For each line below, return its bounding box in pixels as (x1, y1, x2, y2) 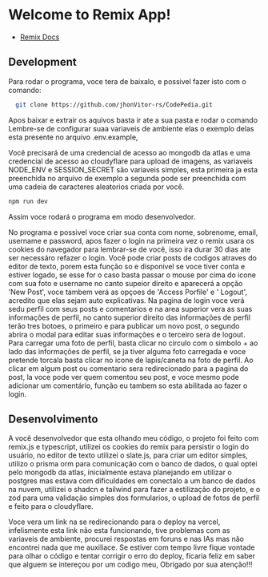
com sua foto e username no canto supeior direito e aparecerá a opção (8, 278, 243, 288)
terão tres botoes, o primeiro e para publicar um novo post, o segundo (8, 321, 240, 330)
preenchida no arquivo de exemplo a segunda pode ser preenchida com (8, 173, 246, 183)
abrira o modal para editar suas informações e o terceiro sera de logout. (8, 329, 246, 339)
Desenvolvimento (8, 412, 98, 426)
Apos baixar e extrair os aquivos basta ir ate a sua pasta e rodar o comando (8, 115, 258, 125)
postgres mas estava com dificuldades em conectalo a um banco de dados (8, 476, 256, 486)
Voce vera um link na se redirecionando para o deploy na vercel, (8, 517, 221, 527)
